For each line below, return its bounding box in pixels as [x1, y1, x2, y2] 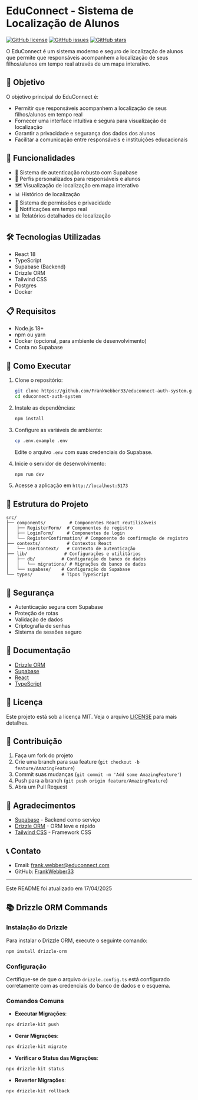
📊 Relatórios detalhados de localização [14, 212, 111, 219]
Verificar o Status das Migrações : [14, 1054, 99, 1062]
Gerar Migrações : [14, 1033, 59, 1040]
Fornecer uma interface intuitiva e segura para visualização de [14, 117, 167, 124]
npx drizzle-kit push [6, 1021, 60, 1028]
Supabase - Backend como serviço [14, 816, 101, 823]
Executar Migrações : [14, 1010, 67, 1017]
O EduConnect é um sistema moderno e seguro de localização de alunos [6, 47, 183, 54]
